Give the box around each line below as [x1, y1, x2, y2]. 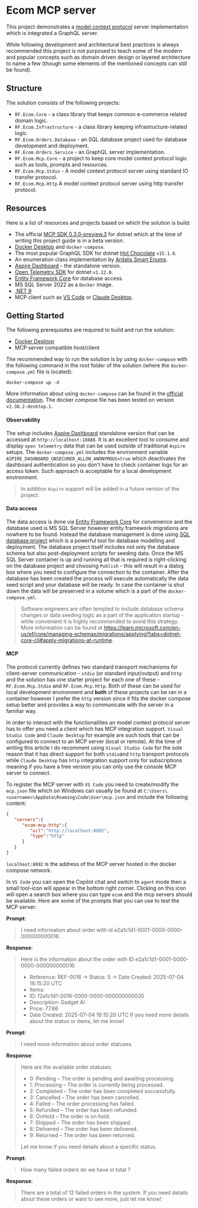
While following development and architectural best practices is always [6, 41, 179, 48]
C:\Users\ [144, 788, 168, 794]
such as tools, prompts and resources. [14, 161, 108, 168]
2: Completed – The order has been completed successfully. [29, 1087, 177, 1094]
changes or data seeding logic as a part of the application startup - [20, 611, 184, 618]
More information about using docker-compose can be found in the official [6, 390, 183, 397]
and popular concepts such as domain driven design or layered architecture [6, 53, 191, 60]
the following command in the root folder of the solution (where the [6, 362, 170, 369]
